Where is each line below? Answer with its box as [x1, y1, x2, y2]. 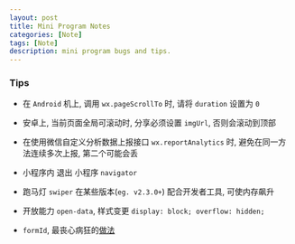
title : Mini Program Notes [9, 22, 111, 31]
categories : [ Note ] [9, 30, 83, 39]
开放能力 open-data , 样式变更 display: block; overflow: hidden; [22, 205, 265, 217]
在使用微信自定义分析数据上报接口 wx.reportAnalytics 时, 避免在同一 [22, 136, 279, 147]
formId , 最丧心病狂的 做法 [22, 225, 115, 236]
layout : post [9, 13, 59, 23]
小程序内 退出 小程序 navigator [22, 167, 138, 178]
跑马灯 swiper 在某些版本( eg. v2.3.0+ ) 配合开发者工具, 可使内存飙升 [22, 186, 275, 197]
